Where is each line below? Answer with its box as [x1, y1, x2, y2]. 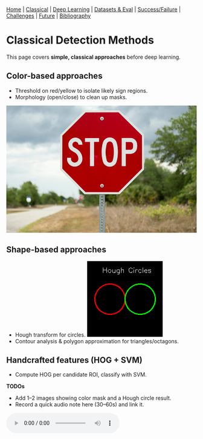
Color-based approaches [6, 71, 103, 81]
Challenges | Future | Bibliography [6, 12, 91, 19]
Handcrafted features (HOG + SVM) [6, 355, 143, 365]
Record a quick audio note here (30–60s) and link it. [14, 401, 144, 408]
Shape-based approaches [6, 245, 107, 255]
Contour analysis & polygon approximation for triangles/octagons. [14, 337, 179, 345]
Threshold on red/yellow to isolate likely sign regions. [14, 87, 148, 94]
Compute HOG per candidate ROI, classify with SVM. [14, 371, 147, 378]
